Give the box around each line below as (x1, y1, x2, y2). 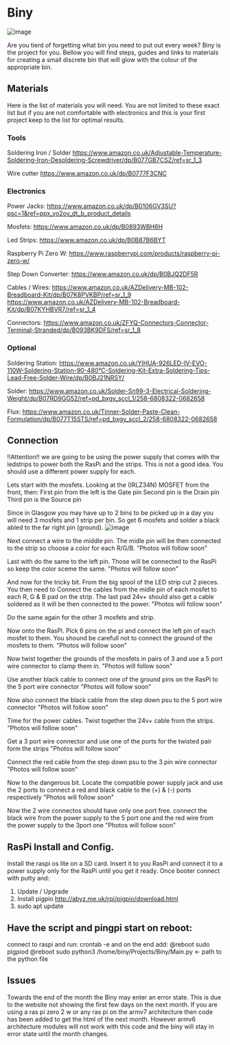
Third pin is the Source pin (7, 496, 82, 504)
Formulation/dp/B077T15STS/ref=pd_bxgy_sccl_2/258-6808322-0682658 (7, 414, 218, 423)
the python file (7, 955, 48, 963)
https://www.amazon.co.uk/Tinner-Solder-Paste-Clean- (22, 408, 181, 416)
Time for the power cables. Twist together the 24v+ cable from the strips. (7, 717, 215, 725)
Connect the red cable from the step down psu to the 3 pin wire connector (7, 758, 218, 766)
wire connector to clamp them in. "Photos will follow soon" (7, 662, 173, 671)
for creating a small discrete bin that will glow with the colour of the (7, 55, 198, 63)
